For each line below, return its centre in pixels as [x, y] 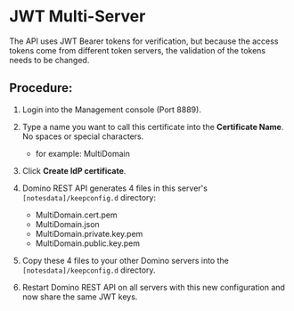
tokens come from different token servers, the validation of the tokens [137, 50]
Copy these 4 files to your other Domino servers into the [125, 260]
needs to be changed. [49, 60]
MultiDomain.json [67, 224]
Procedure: [41, 88]
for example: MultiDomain [83, 153]
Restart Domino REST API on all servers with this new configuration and [153, 287]
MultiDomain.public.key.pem [88, 243]
